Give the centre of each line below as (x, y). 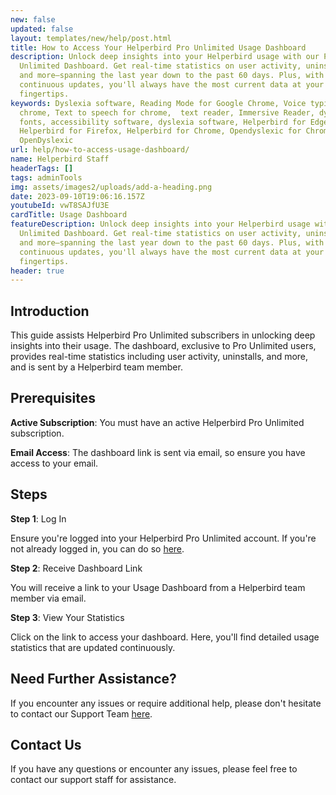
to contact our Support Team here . (81, 713)
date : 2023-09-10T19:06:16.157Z (77, 196)
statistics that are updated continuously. (93, 647)
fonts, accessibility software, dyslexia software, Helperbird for (163, 122)
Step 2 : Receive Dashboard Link (76, 568)
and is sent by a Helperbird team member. (96, 367)
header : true (37, 271)
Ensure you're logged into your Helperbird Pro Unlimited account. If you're (163, 538)
